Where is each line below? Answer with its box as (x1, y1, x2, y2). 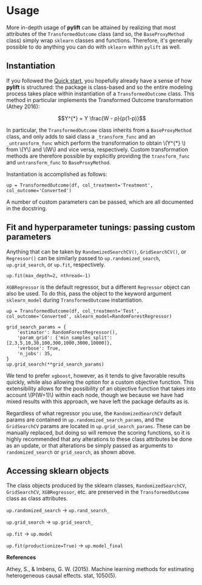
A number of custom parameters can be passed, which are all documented (6, 198, 194, 206)
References (6, 554, 36, 561)
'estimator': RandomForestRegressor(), (17, 329, 118, 335)
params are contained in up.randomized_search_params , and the (6, 416, 164, 423)
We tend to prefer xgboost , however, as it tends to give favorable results (6, 372, 186, 379)
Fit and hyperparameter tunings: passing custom (6, 223, 195, 233)
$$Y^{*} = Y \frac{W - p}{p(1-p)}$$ (57, 114, 147, 122)
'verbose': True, (17, 345, 61, 351)
